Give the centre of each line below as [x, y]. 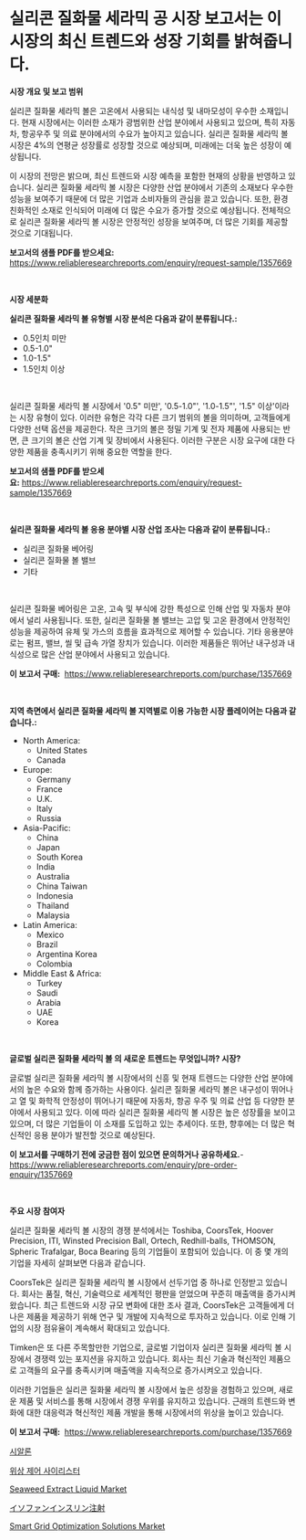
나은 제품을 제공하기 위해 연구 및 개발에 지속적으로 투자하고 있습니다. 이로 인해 [148, 1316]
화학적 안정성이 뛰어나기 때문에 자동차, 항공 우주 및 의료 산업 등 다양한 [162, 1101]
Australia [53, 876]
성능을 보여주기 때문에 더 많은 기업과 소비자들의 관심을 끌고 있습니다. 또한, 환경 [149, 198]
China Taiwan [62, 886]
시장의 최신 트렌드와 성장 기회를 [120, 42]
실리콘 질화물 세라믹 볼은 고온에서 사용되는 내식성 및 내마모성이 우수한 [133, 111]
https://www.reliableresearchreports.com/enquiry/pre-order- [123, 1165]
